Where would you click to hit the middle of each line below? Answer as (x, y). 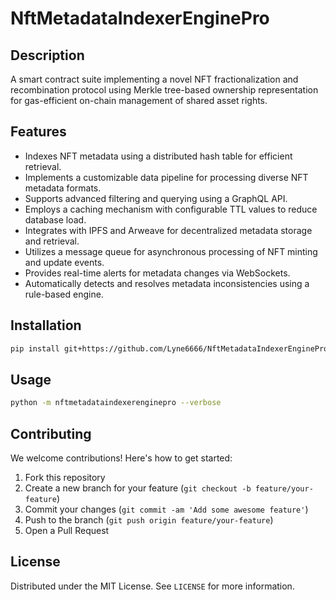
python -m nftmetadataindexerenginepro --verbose (116, 403)
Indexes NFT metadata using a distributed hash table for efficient (158, 156)
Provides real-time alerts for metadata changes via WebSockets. (157, 273)
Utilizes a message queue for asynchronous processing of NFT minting (171, 251)
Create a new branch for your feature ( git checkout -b (138, 488)
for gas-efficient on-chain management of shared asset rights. (139, 100)
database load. (55, 219)
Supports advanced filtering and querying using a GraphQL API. (156, 198)
